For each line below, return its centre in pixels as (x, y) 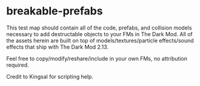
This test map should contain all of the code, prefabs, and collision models (99, 28)
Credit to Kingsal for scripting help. (50, 76)
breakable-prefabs (55, 11)
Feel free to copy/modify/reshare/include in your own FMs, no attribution (97, 58)
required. (18, 65)
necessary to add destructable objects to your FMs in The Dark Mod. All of (99, 34)
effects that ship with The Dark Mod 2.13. (58, 47)
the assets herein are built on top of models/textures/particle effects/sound (100, 40)
